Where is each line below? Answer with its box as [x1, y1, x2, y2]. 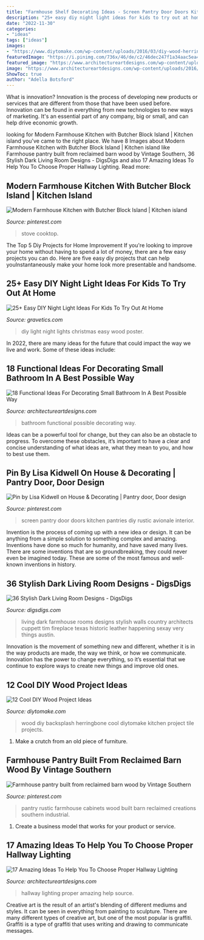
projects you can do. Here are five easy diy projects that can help [6, 254, 170, 262]
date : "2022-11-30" [6, 20, 56, 26]
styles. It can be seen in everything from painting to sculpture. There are [6, 907, 188, 914]
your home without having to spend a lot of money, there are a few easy [6, 248, 186, 255]
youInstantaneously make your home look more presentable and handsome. [6, 261, 197, 268]
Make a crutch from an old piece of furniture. [15, 738, 128, 744]
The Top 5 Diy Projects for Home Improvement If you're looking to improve [6, 241, 193, 249]
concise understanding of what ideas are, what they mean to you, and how [6, 444, 193, 451]
